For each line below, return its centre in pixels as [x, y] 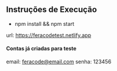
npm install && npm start [45, 23]
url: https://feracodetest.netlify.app [49, 35]
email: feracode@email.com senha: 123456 [59, 62]
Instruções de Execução [52, 10]
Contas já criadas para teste [41, 49]
